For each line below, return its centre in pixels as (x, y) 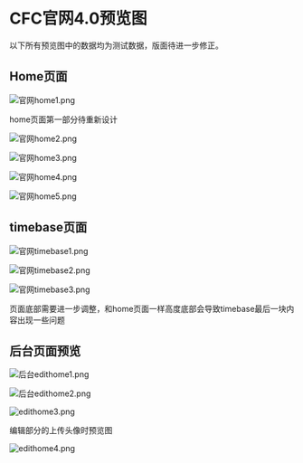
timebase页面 (48, 227)
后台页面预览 (45, 350)
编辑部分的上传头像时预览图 (61, 430)
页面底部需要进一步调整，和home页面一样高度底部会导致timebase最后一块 (148, 308)
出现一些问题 (41, 320)
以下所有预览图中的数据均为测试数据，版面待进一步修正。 (116, 45)
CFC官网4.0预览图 (78, 19)
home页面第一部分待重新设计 (64, 119)
